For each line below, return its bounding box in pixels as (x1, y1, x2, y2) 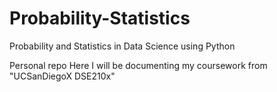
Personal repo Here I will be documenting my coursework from (9, 59, 268, 71)
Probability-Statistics (9, 7, 191, 30)
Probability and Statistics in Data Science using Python (9, 40, 236, 52)
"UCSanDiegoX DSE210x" (9, 70, 116, 82)
